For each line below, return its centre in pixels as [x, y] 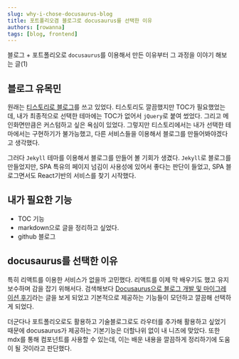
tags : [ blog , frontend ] [43, 34]
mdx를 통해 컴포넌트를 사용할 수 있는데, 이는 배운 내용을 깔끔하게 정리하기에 [112, 339]
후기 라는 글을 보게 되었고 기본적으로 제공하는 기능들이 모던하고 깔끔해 [116, 297]
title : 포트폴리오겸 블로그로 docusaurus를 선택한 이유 [80, 21]
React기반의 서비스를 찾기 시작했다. [87, 176]
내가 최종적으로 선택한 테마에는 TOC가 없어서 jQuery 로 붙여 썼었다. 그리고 [119, 116]
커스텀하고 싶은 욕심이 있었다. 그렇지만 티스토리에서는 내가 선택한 [134, 125]
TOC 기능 [31, 219]
